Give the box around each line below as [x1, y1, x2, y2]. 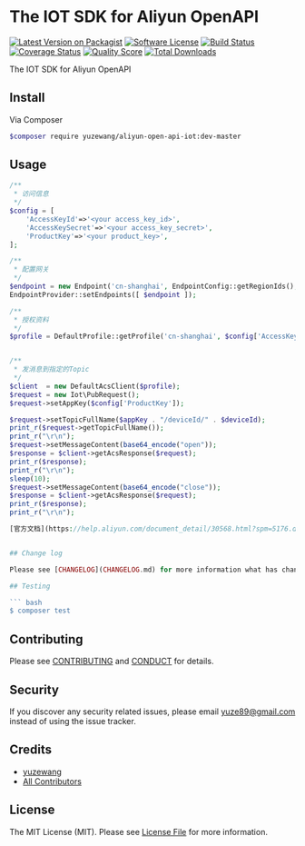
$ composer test [9, 606, 71, 615]
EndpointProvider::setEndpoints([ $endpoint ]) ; [9, 290, 197, 299]
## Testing [9, 582, 51, 591]
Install [9, 90, 45, 105]
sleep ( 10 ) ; [9, 474, 51, 483]
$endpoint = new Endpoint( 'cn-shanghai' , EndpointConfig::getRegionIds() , [9, 282, 299, 292]
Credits [9, 742, 53, 758]
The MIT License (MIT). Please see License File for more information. [9, 826, 268, 837]
